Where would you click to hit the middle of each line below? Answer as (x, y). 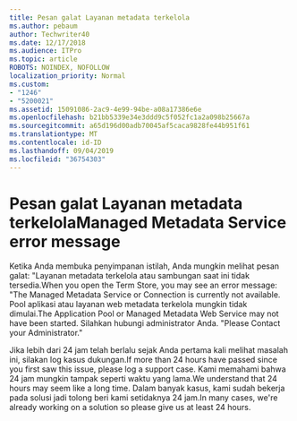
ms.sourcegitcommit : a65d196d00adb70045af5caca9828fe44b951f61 (130, 126)
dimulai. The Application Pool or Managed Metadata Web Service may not (144, 314)
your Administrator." (46, 333)
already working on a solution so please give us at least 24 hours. (130, 408)
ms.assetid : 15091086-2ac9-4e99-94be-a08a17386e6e (106, 109)
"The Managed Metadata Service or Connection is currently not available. (145, 295)
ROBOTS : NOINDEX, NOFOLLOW (59, 68)
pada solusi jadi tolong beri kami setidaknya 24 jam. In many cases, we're (144, 398)
